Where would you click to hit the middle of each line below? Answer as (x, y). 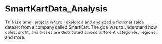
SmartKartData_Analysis (56, 9)
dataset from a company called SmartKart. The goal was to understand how (81, 27)
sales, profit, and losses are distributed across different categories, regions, (81, 32)
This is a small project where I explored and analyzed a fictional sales (74, 22)
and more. (15, 37)
